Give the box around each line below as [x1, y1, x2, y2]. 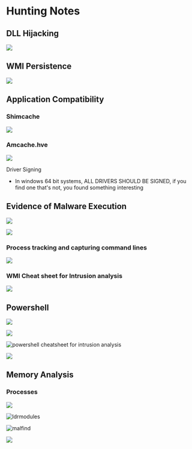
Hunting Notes [6, 4, 80, 18]
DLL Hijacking [6, 28, 59, 39]
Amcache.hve [6, 140, 48, 149]
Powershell [6, 303, 49, 313]
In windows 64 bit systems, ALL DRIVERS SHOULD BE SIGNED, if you [14, 177, 187, 184]
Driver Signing [6, 166, 42, 173]
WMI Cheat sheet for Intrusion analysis [6, 271, 123, 280]
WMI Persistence [6, 61, 72, 72]
